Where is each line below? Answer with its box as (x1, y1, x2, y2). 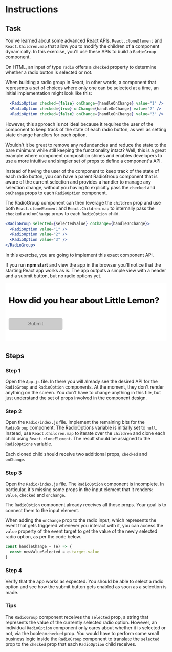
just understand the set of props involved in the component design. (5, 395, 147, 401)
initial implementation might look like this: (5, 90, 92, 96)
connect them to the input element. (5, 507, 79, 513)
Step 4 (5, 567, 22, 574)
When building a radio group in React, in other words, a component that (5, 79, 156, 85)
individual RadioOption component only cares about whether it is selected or (5, 624, 166, 631)
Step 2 (5, 407, 22, 415)
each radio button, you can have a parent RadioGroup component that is (5, 173, 158, 179)
